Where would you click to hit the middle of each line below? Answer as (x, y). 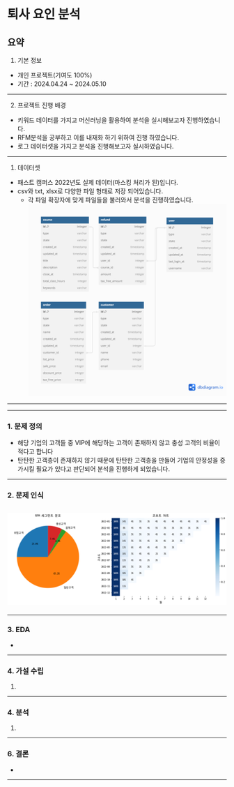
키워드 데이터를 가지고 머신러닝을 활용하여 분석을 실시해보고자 (101, 120)
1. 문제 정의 (25, 426)
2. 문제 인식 (25, 495)
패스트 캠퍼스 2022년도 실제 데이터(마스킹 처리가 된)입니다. (98, 182)
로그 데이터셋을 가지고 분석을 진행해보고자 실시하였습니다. (95, 146)
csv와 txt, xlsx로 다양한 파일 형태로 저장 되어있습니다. (90, 191)
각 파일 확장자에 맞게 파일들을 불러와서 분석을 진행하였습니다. (110, 200)
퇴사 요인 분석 (44, 14)
